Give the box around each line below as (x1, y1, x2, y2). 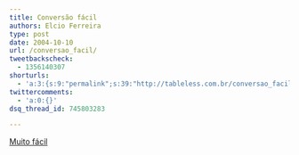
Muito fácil (9, 136, 48, 147)
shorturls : (9, 71, 50, 80)
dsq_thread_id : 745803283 (9, 104, 105, 113)
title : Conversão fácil (9, 12, 98, 22)
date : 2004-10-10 (9, 37, 74, 47)
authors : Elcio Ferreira (9, 21, 101, 30)
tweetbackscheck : (9, 54, 74, 63)
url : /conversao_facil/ (9, 46, 98, 55)
